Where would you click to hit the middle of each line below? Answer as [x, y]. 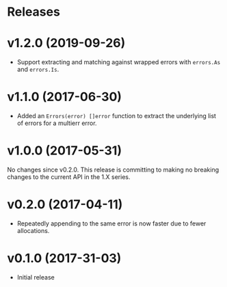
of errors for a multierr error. [57, 123]
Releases [34, 12]
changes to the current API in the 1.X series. [69, 177]
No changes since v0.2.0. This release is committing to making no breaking [113, 169]
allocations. [33, 230]
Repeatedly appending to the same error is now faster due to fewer [111, 223]
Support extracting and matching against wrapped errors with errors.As [119, 62]
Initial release [36, 277]
